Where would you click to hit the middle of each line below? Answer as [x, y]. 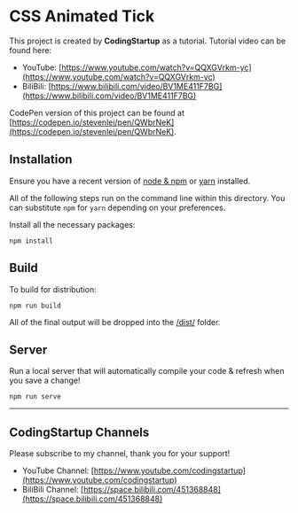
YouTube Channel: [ [58, 470]
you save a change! [45, 381]
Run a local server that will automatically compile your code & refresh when [147, 371]
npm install [31, 241]
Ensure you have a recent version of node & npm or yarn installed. [130, 181]
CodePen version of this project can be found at [97, 113]
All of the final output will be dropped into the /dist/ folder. [115, 322]
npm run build [35, 306]
